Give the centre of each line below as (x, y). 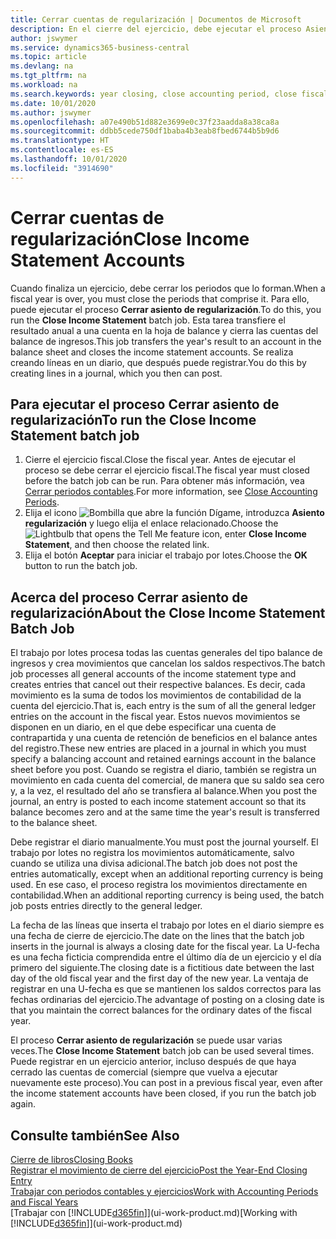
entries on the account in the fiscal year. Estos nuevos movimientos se (155, 717)
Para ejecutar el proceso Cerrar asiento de (145, 404)
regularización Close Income (130, 238)
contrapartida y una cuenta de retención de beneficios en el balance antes (164, 738)
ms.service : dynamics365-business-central (100, 47)
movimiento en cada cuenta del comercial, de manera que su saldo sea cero (167, 780)
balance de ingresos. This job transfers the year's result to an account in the (166, 341)
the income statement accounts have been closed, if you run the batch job (163, 1093)
